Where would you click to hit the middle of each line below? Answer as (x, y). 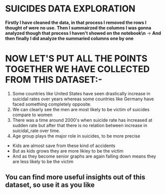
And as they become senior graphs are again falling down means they (84, 156)
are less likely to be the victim (43, 161)
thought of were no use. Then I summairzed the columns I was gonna (78, 27)
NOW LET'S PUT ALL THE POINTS (77, 59)
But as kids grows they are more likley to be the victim (68, 151)
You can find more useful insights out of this (75, 177)
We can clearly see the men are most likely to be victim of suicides (81, 109)
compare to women (32, 115)
